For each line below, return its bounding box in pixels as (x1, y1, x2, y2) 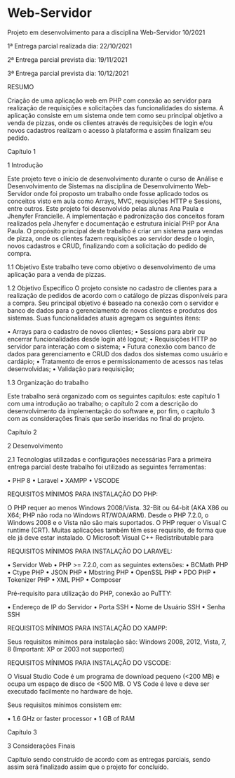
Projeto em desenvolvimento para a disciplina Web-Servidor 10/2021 (7, 28, 206, 37)
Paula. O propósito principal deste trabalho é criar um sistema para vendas (7, 226, 224, 235)
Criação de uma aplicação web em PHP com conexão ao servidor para (7, 96, 212, 105)
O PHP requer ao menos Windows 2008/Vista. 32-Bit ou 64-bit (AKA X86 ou (7, 503, 229, 512)
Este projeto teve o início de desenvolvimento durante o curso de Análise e (7, 174, 224, 183)
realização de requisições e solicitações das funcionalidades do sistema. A (7, 103, 224, 112)
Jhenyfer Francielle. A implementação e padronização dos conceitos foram (7, 212, 224, 220)
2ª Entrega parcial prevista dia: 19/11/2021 (7, 55, 128, 64)
